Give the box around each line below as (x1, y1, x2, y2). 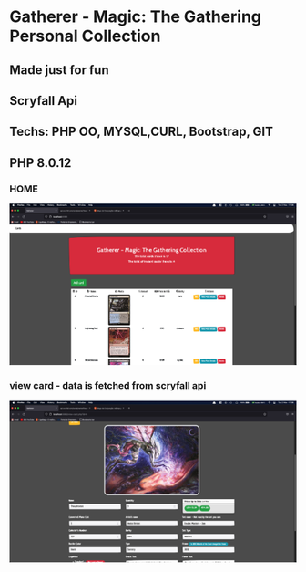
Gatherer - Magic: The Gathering (9, 6, 262, 27)
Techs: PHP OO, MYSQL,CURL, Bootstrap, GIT (9, 124, 273, 140)
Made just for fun (9, 62, 109, 78)
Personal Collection (9, 26, 161, 47)
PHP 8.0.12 (9, 155, 72, 171)
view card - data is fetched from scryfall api (9, 380, 207, 392)
